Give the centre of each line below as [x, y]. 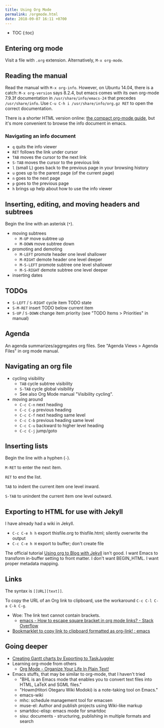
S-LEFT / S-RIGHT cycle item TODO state [52, 302]
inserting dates [27, 275]
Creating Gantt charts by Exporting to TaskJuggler [63, 658]
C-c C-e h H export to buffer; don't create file [58, 544]
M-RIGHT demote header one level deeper [61, 260]
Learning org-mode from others [44, 663]
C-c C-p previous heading [45, 410]
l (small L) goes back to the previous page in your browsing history [80, 168]
